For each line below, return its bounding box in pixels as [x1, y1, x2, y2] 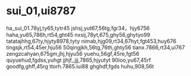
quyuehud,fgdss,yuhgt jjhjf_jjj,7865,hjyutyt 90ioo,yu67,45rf [6, 56, 151, 64]
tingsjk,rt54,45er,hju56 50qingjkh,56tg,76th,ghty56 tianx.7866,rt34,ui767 [6, 43, 186, 51]
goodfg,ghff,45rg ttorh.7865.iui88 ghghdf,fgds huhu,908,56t [6, 62, 154, 69]
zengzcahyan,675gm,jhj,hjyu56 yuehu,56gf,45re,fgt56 [6, 50, 140, 57]
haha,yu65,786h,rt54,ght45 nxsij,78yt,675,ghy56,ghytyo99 [6, 31, 151, 38]
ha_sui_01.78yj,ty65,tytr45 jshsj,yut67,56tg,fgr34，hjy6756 [6, 24, 150, 31]
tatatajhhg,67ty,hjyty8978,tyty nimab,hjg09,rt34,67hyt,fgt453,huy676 [6, 37, 177, 45]
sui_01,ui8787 [6, 4, 76, 18]
